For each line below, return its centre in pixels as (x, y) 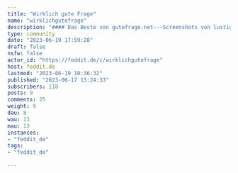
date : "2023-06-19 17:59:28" (50, 40)
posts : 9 (20, 93)
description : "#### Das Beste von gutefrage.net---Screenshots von (109, 27)
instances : (23, 133)
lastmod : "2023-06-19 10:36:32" (55, 73)
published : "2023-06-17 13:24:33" (58, 80)
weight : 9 (22, 106)
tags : (15, 146)
